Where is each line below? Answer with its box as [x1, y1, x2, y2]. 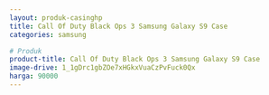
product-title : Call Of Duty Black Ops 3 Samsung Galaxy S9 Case [9, 55, 260, 64]
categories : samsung [9, 30, 88, 39]
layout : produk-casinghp [9, 13, 103, 23]
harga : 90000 [9, 71, 59, 81]
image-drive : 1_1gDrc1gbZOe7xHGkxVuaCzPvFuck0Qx [9, 63, 196, 72]
